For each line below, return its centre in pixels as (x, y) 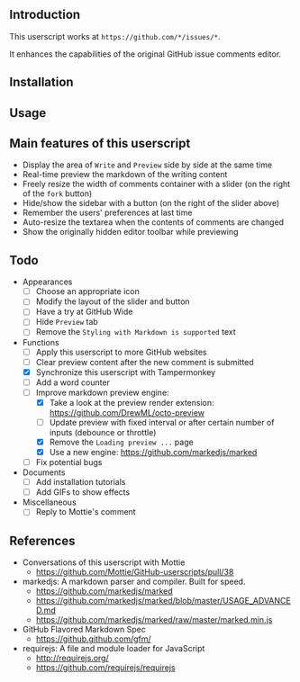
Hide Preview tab (67, 322)
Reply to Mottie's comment (86, 512)
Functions (41, 342)
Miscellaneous (49, 502)
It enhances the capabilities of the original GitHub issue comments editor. (145, 54)
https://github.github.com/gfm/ (93, 639)
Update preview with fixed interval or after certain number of (162, 422)
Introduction (45, 15)
